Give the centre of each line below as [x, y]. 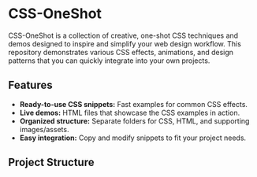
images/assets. [44, 129]
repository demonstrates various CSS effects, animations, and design [121, 52]
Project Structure [51, 162]
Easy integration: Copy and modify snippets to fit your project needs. [133, 138]
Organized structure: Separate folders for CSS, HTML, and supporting [134, 121]
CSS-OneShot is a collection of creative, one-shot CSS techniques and [123, 35]
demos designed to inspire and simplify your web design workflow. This [125, 43]
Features [30, 85]
